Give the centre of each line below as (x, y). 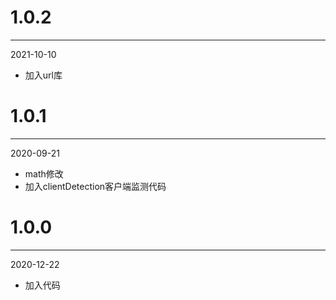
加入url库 (43, 75)
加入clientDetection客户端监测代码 (95, 186)
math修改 (44, 173)
